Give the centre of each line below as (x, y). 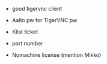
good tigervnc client (37, 9)
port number (27, 43)
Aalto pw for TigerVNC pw (44, 20)
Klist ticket (25, 32)
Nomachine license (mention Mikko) (57, 55)
